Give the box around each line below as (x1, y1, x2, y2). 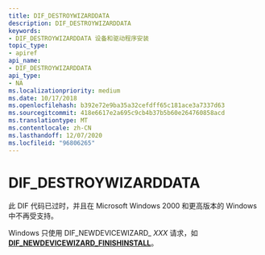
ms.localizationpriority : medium (8, 86, 121, 95)
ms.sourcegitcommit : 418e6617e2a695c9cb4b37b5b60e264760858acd (8, 109, 226, 117)
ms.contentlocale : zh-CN (8, 124, 92, 132)
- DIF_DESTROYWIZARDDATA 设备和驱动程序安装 (8, 34, 149, 43)
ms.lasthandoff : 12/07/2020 (8, 131, 103, 139)
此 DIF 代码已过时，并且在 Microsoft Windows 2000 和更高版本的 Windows (8, 201, 258, 211)
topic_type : (8, 42, 48, 50)
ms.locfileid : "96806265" (8, 138, 95, 147)
